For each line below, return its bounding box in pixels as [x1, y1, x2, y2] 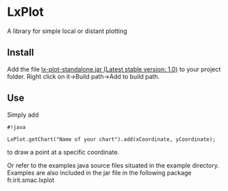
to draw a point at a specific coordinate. [7, 148, 120, 156]
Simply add [7, 111, 39, 119]
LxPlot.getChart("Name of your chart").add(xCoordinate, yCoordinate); [7, 135, 216, 143]
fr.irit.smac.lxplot [7, 176, 55, 184]
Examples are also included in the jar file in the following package [7, 168, 192, 177]
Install [7, 47, 34, 58]
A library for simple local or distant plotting [7, 27, 127, 35]
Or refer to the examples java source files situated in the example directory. [7, 161, 219, 169]
